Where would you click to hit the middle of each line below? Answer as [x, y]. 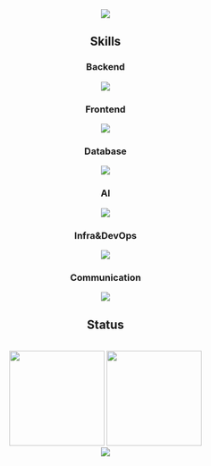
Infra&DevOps [105, 235]
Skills [105, 42]
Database [105, 151]
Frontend [105, 109]
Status [105, 324]
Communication [105, 277]
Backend [105, 67]
